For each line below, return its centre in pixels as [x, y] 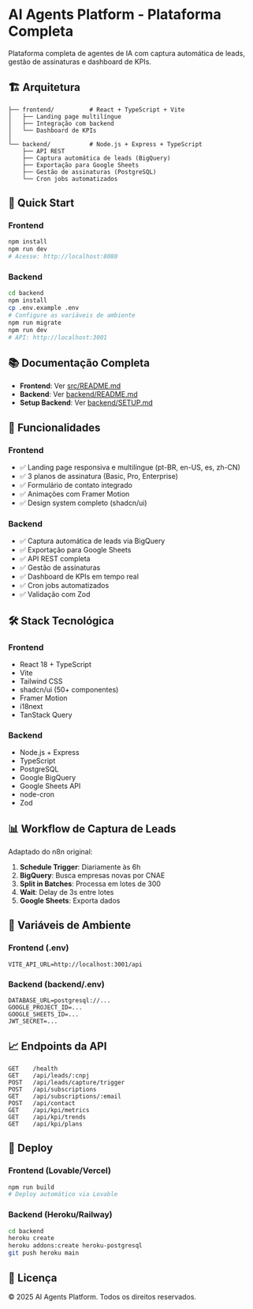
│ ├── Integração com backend [61, 123]
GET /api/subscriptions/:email [65, 1096]
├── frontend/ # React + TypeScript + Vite [97, 109]
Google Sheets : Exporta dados [70, 901]
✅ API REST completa [55, 559]
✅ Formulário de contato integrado [76, 485]
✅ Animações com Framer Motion [74, 494]
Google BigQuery [48, 778]
